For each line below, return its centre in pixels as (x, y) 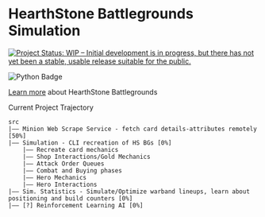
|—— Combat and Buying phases (73, 170)
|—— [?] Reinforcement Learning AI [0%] (76, 205)
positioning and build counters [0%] (71, 198)
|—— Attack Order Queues (63, 164)
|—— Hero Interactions (60, 184)
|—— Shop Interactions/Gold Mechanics (86, 157)
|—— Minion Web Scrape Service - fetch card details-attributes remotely (133, 129)
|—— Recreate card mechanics (71, 149)
